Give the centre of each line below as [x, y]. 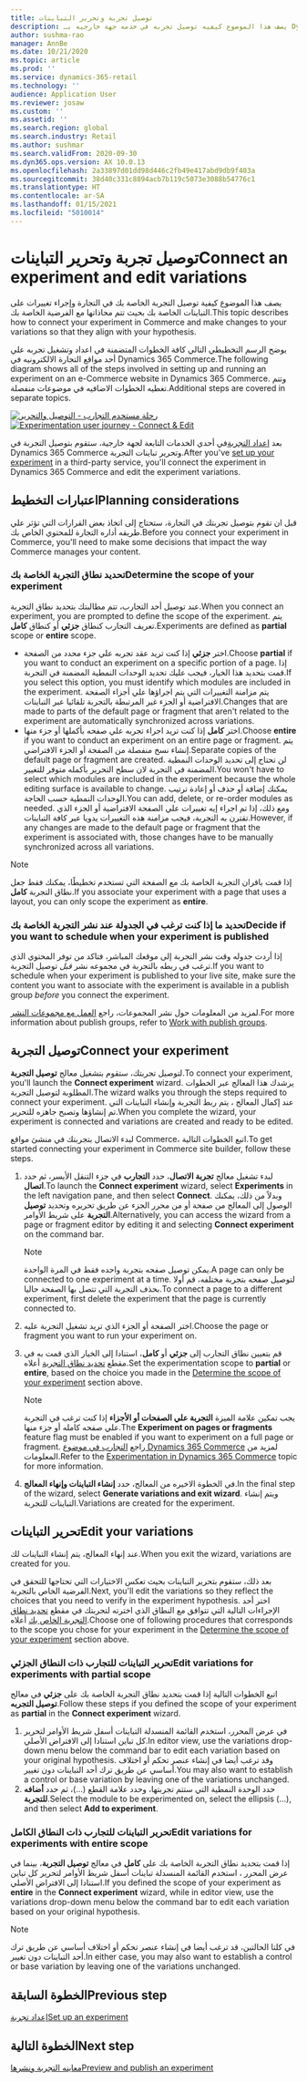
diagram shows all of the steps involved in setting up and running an [138, 368]
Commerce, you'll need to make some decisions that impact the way [139, 541]
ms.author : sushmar [47, 145]
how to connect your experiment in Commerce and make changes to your [148, 322]
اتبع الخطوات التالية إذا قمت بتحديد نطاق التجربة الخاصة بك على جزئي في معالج [144, 1694]
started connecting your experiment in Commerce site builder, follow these [151, 1149]
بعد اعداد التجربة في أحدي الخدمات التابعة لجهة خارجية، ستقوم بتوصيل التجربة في [146, 442]
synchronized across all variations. [88, 846]
